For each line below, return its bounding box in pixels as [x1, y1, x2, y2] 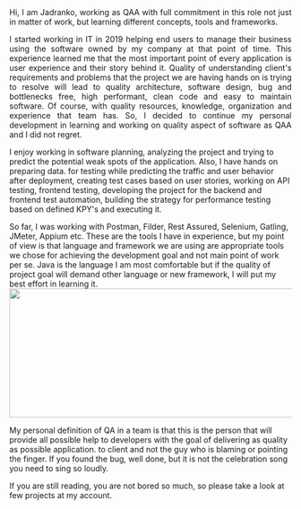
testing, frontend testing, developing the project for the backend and [9, 185, 262, 195]
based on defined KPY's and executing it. [9, 204, 162, 215]
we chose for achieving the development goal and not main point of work [9, 250, 279, 260]
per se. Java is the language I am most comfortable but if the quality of [9, 259, 271, 270]
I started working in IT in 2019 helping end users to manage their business [9, 34, 292, 44]
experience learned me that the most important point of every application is [9, 53, 292, 64]
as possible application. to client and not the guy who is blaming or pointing [9, 444, 288, 454]
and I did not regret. [9, 129, 82, 140]
